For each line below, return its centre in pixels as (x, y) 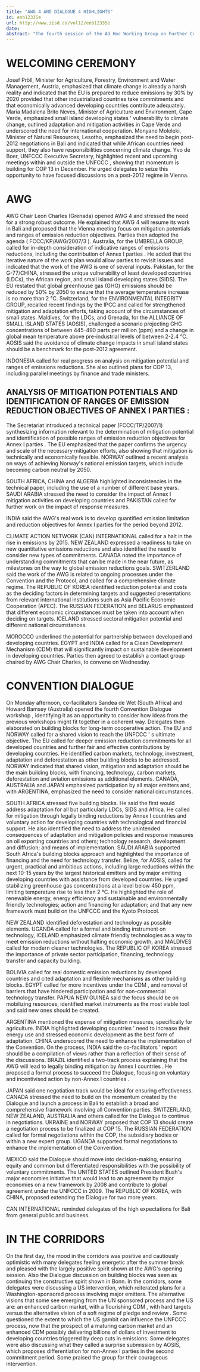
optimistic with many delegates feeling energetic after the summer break (95, 1262)
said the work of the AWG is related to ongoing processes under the (90, 574)
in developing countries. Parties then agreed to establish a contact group (96, 655)
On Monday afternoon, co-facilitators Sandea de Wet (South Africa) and (94, 702)
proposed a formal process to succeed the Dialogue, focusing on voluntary (98, 1072)
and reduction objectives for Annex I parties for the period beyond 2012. (95, 524)
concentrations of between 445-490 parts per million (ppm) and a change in (100, 330)
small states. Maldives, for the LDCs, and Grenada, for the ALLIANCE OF (95, 317)
